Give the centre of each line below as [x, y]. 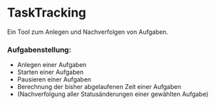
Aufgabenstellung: [39, 50]
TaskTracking [47, 13]
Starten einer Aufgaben [50, 72]
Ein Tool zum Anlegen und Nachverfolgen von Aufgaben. [88, 32]
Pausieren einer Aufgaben [54, 79]
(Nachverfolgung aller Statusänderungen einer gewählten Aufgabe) [113, 94]
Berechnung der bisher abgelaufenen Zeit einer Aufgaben [99, 87]
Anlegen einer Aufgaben [52, 65]
